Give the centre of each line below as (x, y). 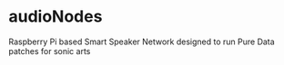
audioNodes (56, 17)
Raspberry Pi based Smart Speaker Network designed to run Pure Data (142, 42)
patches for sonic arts (50, 51)
